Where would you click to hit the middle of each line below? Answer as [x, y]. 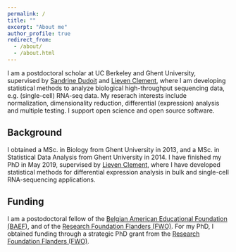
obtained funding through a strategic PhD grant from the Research [104, 234]
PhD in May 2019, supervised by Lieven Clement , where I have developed [114, 164]
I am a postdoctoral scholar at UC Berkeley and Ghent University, [101, 73]
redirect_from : [30, 40]
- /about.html [34, 53]
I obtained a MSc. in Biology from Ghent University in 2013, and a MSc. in [113, 149]
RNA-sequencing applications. [52, 179]
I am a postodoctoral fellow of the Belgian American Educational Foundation [117, 218]
